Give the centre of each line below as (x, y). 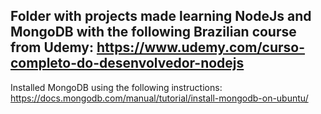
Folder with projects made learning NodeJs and (161, 16)
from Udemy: (52, 47)
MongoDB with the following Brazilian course (153, 32)
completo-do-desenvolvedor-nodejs (127, 63)
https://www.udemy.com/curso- (201, 47)
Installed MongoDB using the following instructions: (116, 87)
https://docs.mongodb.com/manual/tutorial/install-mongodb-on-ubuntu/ (159, 98)
